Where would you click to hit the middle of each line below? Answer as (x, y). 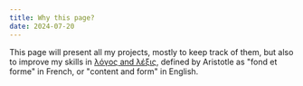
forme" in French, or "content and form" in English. (104, 71)
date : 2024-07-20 (42, 26)
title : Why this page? (52, 18)
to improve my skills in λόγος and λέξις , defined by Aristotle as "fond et (143, 62)
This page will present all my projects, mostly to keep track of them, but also (151, 52)
